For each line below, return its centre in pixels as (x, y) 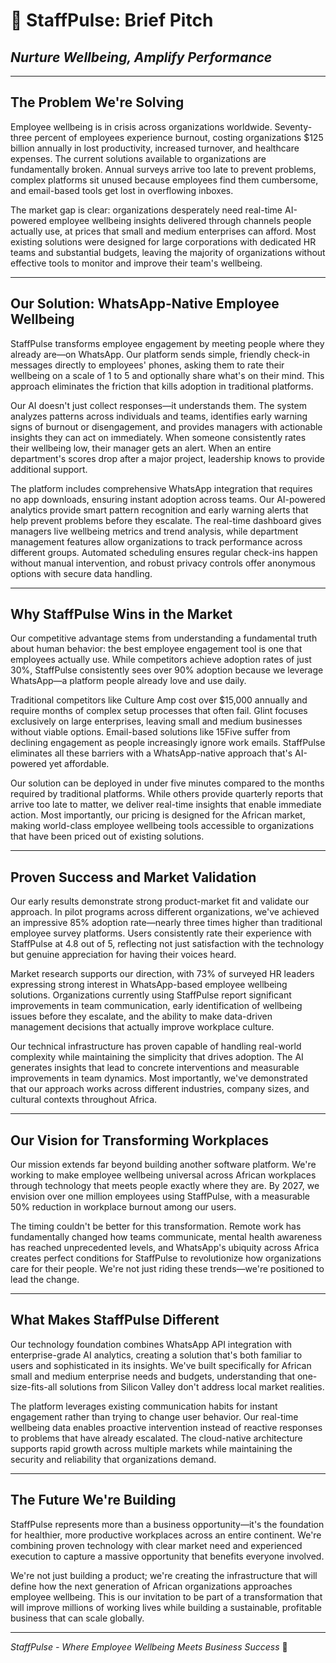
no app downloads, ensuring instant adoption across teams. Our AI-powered (168, 499)
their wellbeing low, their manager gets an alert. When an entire (141, 448)
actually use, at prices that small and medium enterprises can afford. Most (163, 231)
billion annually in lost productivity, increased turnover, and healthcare (155, 148)
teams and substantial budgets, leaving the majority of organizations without (168, 252)
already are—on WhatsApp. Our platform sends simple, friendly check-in (160, 354)
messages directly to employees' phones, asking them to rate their (147, 365)
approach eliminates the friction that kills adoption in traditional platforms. (162, 386)
